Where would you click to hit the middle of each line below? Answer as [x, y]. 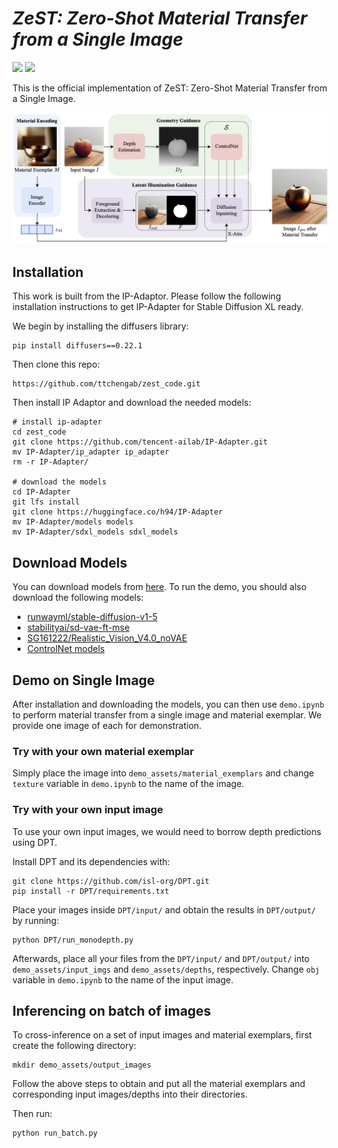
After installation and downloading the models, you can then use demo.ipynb [168, 704]
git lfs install [46, 502]
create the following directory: [74, 1046]
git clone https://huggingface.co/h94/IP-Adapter [118, 512]
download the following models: [78, 598]
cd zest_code [39, 432]
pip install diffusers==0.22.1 [77, 346]
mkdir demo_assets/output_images [82, 1065]
